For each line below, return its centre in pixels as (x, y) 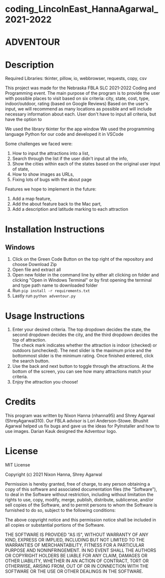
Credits (20, 402)
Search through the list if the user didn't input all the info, (70, 158)
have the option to (23, 119)
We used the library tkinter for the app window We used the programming (80, 129)
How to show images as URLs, (43, 174)
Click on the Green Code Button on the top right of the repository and (82, 259)
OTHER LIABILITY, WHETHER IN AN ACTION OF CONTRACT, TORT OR (77, 561)
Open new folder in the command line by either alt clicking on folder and (85, 275)
